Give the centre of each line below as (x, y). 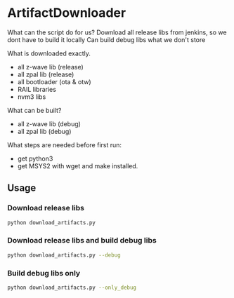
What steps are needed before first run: (64, 144)
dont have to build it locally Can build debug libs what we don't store (106, 39)
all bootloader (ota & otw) (54, 81)
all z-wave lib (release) (51, 67)
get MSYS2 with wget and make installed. (78, 165)
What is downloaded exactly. (49, 53)
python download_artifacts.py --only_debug (72, 287)
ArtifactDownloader (67, 13)
